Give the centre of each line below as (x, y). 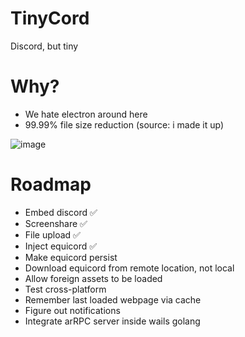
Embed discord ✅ (61, 212)
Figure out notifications (72, 310)
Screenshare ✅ (56, 223)
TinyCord (50, 18)
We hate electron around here (86, 114)
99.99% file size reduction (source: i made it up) (124, 124)
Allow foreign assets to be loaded (93, 278)
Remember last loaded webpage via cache (113, 299)
